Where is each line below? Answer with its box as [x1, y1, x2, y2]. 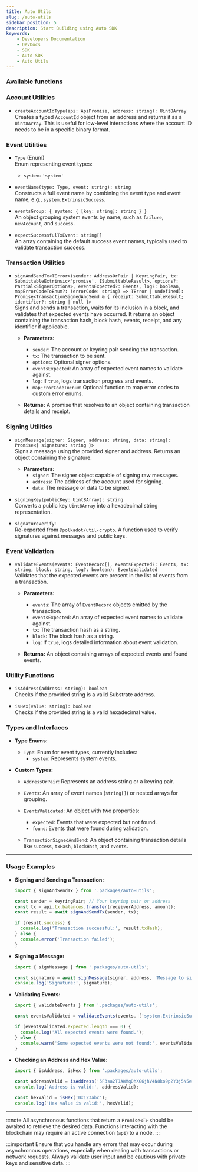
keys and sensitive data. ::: [6, 1159, 71, 1166]
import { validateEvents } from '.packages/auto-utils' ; [14, 1002, 158, 1009]
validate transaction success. [14, 244, 86, 251]
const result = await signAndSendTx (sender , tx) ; [14, 909, 140, 915]
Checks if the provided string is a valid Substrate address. [14, 691, 156, 698]
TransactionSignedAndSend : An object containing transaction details [23, 836, 187, 843]
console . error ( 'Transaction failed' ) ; [20, 936, 115, 942]
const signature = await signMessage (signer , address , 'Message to [14, 974, 184, 981]
